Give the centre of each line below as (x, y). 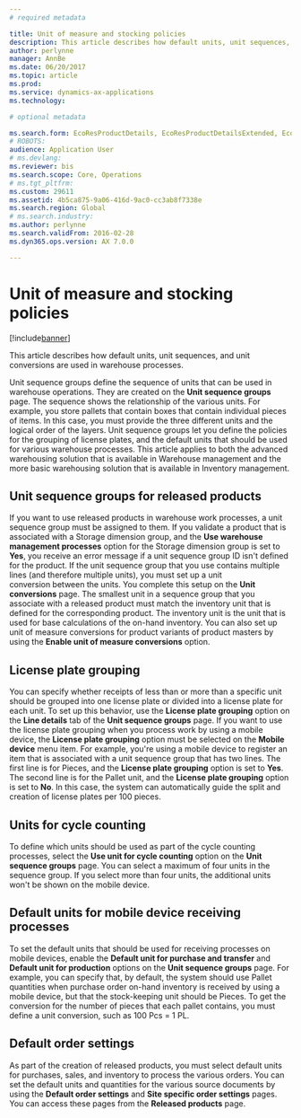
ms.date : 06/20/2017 (48, 67)
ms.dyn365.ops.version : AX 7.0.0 (72, 242)
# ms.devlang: (36, 158)
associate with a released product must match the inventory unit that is (140, 603)
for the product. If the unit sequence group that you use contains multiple (145, 566)
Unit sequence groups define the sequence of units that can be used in (141, 382)
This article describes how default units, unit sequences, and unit (130, 355)
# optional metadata (48, 117)
